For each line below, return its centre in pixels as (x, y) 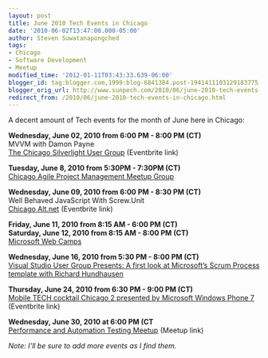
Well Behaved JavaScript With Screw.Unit (77, 201)
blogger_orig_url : (39, 90)
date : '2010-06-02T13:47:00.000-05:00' (75, 30)
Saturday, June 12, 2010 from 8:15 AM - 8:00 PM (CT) (99, 233)
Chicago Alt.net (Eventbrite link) (61, 209)
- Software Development (48, 61)
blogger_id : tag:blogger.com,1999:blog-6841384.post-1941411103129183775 (134, 82)
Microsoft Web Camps (45, 241)
